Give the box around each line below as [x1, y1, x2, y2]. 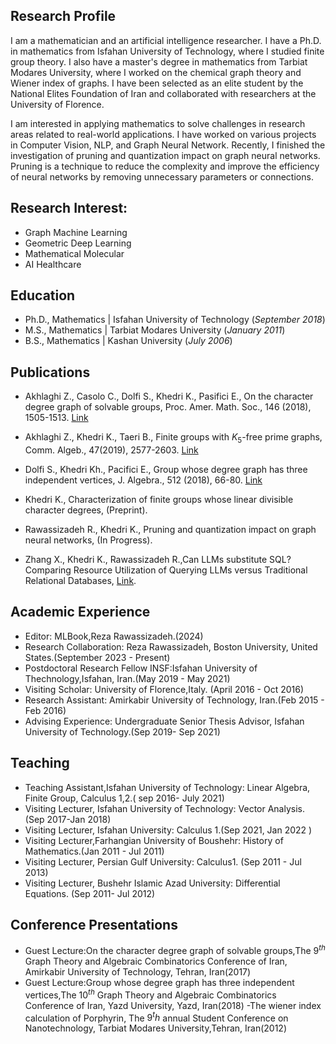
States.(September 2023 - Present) [24, 651, 171, 663]
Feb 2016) [24, 704, 67, 716]
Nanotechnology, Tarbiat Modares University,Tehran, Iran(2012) [24, 1022, 288, 1034]
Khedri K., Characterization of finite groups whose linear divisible [24, 494, 294, 506]
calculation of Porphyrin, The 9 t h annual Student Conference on [24, 1010, 289, 1024]
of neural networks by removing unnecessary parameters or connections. [10, 170, 314, 183]
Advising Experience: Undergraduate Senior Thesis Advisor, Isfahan [24, 715, 305, 727]
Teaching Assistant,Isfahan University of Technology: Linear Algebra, [24, 781, 311, 793]
